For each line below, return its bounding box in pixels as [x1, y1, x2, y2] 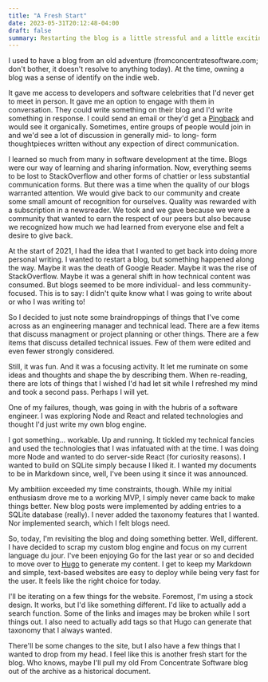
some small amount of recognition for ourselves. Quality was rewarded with [8, 197, 257, 207]
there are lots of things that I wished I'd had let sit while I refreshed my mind [8, 379, 258, 388]
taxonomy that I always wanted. [8, 625, 113, 635]
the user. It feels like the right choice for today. [8, 576, 161, 586]
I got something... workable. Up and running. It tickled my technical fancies [8, 436, 255, 445]
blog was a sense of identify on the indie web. [8, 73, 160, 82]
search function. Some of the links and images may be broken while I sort [8, 609, 250, 618]
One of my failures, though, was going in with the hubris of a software [8, 403, 238, 412]
